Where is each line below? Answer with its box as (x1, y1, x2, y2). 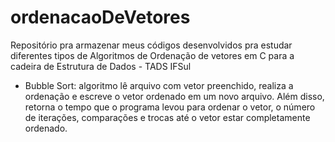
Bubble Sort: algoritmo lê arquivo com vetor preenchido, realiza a (24, 79, 294, 91)
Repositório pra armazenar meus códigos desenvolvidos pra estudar (10, 39, 293, 51)
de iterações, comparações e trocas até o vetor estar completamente (24, 111, 311, 123)
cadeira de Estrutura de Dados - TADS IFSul (10, 60, 192, 72)
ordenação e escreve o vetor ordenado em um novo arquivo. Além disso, (24, 90, 325, 102)
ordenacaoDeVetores (10, 6, 191, 29)
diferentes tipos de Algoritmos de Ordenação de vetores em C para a (10, 49, 295, 61)
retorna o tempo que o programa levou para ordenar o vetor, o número (24, 101, 316, 113)
